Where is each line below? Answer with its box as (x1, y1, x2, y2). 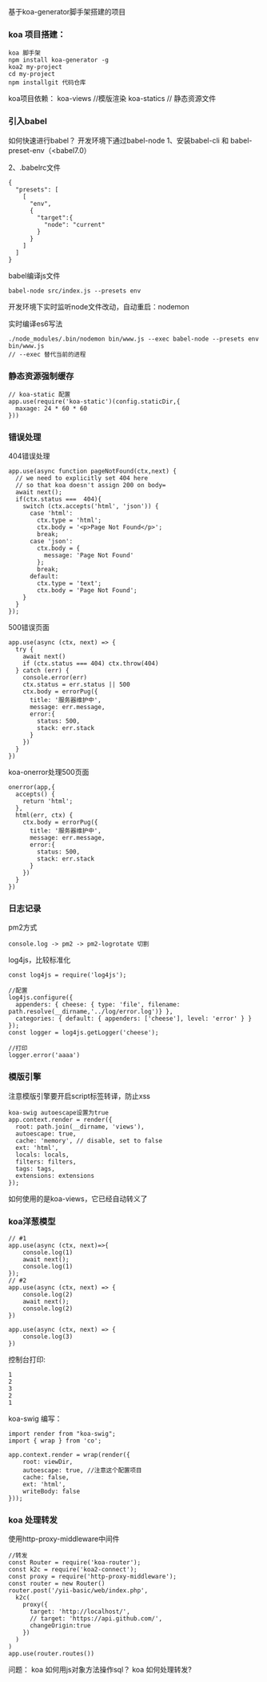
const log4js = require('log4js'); (8, 971, 127, 979)
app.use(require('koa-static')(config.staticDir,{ (8, 397, 181, 405)
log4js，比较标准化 (8, 955, 71, 965)
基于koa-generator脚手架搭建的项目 (8, 7, 126, 16)
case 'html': (29, 510, 74, 518)
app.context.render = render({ (8, 1115, 113, 1123)
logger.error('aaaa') (8, 1051, 81, 1059)
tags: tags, (15, 1164, 56, 1172)
